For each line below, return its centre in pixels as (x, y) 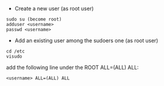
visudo (14, 57)
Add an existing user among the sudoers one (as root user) (86, 40)
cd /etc (16, 51)
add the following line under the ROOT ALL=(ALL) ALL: (73, 67)
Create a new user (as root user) (54, 9)
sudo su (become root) (34, 19)
